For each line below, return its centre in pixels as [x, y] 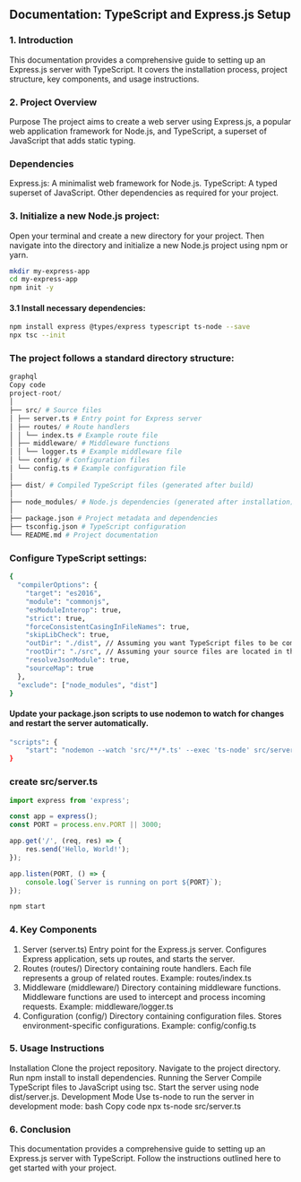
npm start [28, 907]
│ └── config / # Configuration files [80, 461]
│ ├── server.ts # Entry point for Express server [106, 418]
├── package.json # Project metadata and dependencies [114, 519]
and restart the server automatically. [79, 723]
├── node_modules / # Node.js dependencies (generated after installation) [152, 502]
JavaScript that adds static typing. [73, 140]
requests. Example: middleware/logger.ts [98, 1006]
